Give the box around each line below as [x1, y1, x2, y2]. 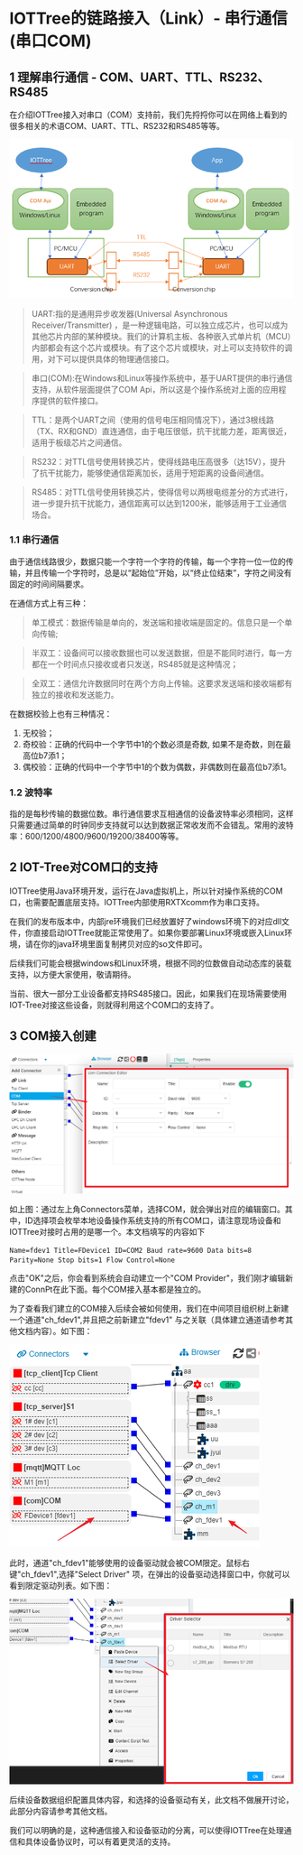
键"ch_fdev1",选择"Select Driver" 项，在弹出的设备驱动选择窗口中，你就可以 [9, 1569, 290, 1580]
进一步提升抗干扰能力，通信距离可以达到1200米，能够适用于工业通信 [31, 497, 287, 508]
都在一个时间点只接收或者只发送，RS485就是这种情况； [31, 658, 239, 669]
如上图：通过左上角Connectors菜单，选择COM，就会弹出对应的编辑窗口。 [9, 1204, 286, 1215]
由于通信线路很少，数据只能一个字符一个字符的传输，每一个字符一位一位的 [9, 556, 286, 567]
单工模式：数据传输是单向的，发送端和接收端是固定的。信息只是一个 [31, 617, 285, 627]
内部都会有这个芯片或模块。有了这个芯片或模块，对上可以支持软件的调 [31, 342, 293, 353]
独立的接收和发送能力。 [31, 689, 119, 700]
